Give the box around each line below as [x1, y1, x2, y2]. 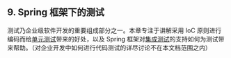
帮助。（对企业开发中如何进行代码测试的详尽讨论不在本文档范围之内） [13, 43, 212, 52]
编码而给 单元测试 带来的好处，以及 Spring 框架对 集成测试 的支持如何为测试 [7, 35, 219, 43]
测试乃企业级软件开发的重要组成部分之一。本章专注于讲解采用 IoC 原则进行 [7, 26, 222, 35]
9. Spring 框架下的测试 [7, 6, 105, 19]
